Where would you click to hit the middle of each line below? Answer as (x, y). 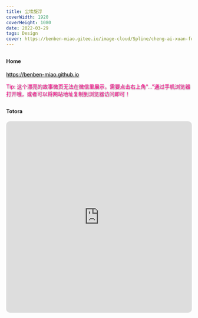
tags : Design (22, 34)
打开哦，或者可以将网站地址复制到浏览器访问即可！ (68, 94)
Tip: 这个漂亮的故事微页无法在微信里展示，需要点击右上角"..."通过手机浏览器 (98, 87)
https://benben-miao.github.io (43, 74)
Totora (14, 111)
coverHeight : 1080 (29, 22)
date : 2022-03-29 (27, 28)
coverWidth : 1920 (27, 17)
